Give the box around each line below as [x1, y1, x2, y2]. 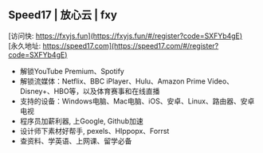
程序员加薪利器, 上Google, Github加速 [19, 116, 143, 126]
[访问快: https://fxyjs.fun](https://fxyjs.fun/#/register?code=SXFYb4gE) [8, 31, 243, 41]
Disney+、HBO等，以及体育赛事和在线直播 [19, 86, 160, 96]
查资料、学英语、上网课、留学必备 [19, 135, 132, 146]
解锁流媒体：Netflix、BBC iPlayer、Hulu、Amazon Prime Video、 [19, 76, 234, 86]
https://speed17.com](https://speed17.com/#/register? [42, 41, 219, 50]
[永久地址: [8, 41, 41, 50]
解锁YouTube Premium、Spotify [19, 66, 125, 76]
